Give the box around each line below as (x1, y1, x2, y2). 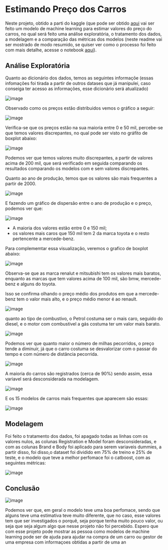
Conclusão (5, 484, 40, 493)
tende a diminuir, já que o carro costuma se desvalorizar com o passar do (5, 346, 157, 352)
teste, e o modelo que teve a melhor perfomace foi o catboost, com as (5, 454, 150, 460)
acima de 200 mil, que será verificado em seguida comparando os (5, 160, 142, 166)
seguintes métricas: (5, 459, 46, 466)
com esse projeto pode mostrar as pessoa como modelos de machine (5, 528, 149, 534)
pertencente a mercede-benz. (12, 235, 75, 242)
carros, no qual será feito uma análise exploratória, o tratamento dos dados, (5, 31, 162, 37)
